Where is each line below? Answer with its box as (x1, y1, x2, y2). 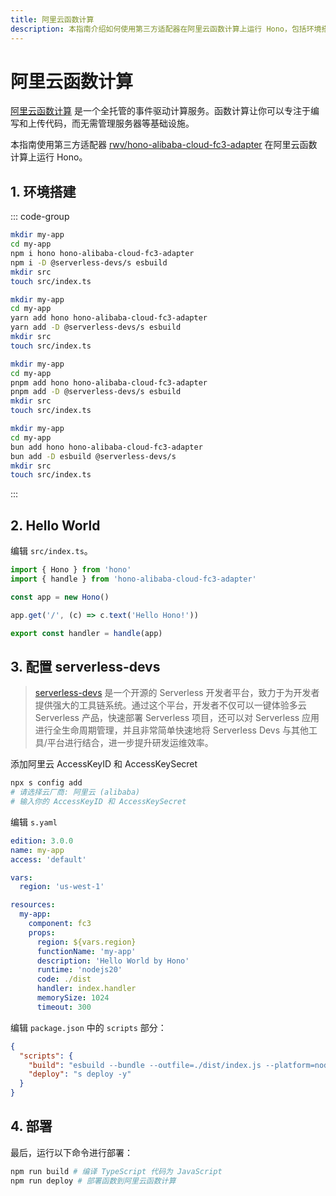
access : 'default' (10, 854, 87, 865)
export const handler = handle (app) (10, 628, 163, 638)
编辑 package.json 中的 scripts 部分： (10, 1021, 167, 1033)
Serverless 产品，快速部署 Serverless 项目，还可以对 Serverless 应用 (34, 712, 320, 724)
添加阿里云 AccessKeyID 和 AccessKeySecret (10, 758, 198, 770)
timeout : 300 (36, 1002, 92, 1012)
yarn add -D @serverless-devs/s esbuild (10, 322, 182, 333)
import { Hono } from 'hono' (10, 565, 132, 575)
